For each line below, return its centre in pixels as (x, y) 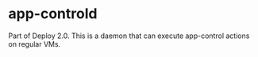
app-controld (53, 14)
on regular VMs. (35, 44)
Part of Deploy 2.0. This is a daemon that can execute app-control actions (129, 36)
